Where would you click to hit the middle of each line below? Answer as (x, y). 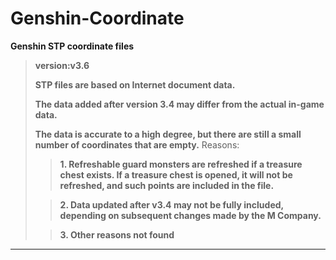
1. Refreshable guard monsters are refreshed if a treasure (181, 164)
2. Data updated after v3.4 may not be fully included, (171, 204)
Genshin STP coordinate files (72, 46)
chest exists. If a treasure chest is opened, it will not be (176, 174)
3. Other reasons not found (117, 234)
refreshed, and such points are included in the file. (167, 185)
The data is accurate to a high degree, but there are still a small (168, 134)
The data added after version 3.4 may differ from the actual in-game (179, 104)
